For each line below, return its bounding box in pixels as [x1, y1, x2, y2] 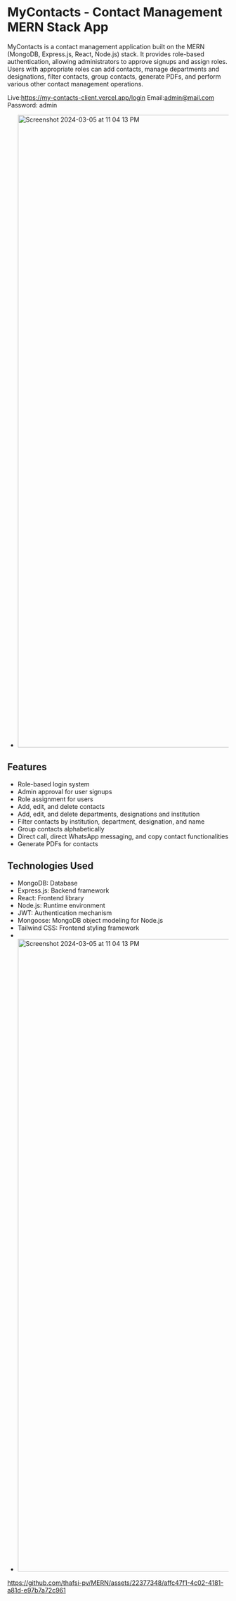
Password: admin [7, 101, 58, 109]
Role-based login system [17, 779, 90, 788]
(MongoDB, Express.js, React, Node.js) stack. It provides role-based [7, 50, 205, 58]
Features [7, 761, 47, 773]
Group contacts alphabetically [17, 824, 105, 833]
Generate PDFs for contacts [17, 839, 98, 848]
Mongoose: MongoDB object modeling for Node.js [17, 916, 164, 924]
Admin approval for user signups [17, 787, 112, 796]
